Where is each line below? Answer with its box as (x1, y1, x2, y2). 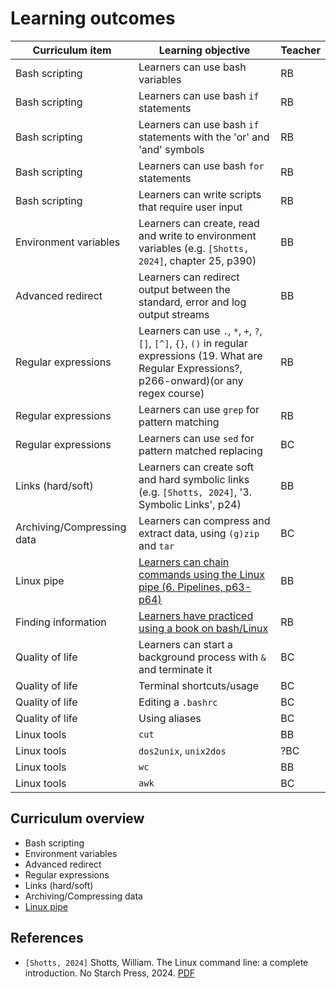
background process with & (138, 650, 267, 664)
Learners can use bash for (138, 158, 265, 172)
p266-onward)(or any (138, 373, 244, 387)
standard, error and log (138, 295, 247, 309)
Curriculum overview (10, 810, 145, 827)
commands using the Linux (138, 567, 265, 581)
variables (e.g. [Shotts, (138, 241, 250, 255)
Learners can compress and (138, 513, 271, 527)
